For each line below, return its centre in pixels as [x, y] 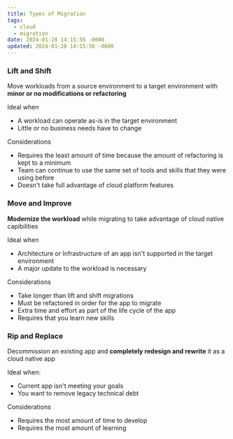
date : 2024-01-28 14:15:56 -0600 [56, 40]
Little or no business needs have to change [79, 128]
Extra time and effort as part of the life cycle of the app [97, 310]
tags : [15, 20]
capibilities [23, 226]
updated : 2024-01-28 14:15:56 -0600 [61, 46]
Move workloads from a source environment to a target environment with [113, 86]
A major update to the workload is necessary [82, 268]
